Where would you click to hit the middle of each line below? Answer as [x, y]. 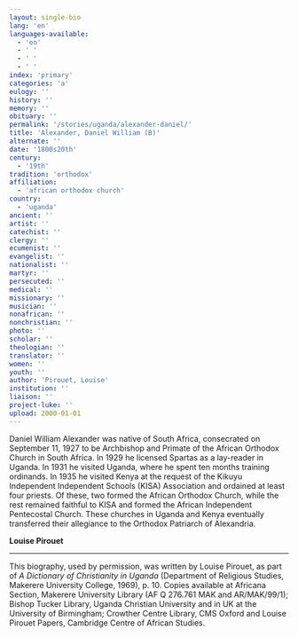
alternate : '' [35, 141]
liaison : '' [31, 397]
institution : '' [39, 389]
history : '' [31, 100]
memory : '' [29, 108]
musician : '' [33, 306]
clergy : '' [29, 240]
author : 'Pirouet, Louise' [59, 381]
